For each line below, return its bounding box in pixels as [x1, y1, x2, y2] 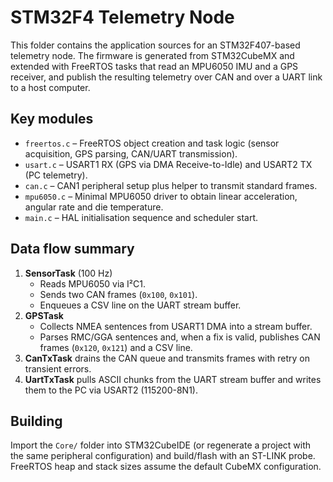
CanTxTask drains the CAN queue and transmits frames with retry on [24, 352, 310, 364]
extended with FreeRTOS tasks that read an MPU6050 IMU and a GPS [10, 60, 299, 72]
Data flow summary [10, 241, 135, 258]
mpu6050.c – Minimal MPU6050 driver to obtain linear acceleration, [24, 190, 298, 202]
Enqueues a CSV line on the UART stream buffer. [39, 299, 242, 311]
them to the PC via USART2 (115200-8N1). [24, 384, 198, 396]
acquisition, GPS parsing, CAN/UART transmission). [24, 147, 238, 160]
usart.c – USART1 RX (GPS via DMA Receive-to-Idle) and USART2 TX [24, 158, 313, 170]
